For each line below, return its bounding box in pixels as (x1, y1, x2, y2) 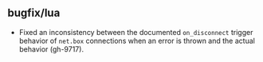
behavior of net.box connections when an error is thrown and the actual (18, 36, 256, 45)
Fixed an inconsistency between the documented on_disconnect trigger (18, 27, 253, 37)
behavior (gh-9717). (18, 44, 84, 54)
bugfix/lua (7, 6, 61, 20)
